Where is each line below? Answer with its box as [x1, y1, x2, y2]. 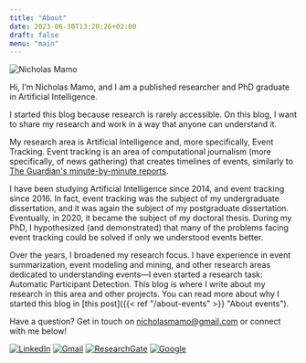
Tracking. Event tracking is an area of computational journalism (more [9, 146, 271, 157]
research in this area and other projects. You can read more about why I [9, 289, 280, 300]
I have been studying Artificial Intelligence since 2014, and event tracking [9, 184, 285, 195]
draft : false [9, 30, 59, 39]
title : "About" [9, 13, 68, 23]
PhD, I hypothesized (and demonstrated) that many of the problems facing [9, 222, 290, 233]
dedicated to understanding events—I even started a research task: [9, 269, 263, 280]
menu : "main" [9, 38, 59, 48]
